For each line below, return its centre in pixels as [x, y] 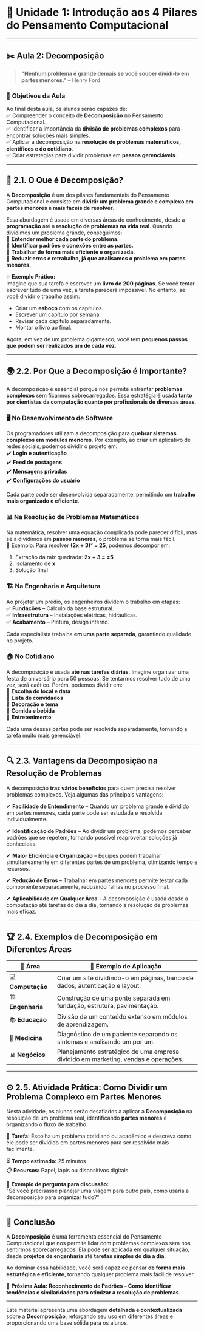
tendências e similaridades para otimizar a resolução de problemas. [93, 1293]
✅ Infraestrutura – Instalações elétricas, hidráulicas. [72, 615]
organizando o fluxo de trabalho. [47, 1124]
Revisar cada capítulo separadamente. [63, 321]
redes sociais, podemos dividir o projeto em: [62, 446]
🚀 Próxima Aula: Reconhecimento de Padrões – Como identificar [89, 1286]
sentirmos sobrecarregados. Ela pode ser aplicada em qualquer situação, [98, 1249]
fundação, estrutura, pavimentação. [108, 1005]
